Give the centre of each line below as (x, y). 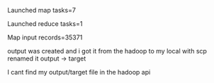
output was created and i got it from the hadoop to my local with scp (107, 51)
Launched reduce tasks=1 (45, 24)
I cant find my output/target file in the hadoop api (79, 72)
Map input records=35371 (45, 37)
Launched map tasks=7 (42, 10)
